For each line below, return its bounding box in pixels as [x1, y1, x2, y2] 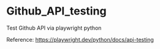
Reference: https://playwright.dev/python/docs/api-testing [6, 36, 154, 43]
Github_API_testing [6, 4, 107, 18]
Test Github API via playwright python [6, 24, 102, 31]
